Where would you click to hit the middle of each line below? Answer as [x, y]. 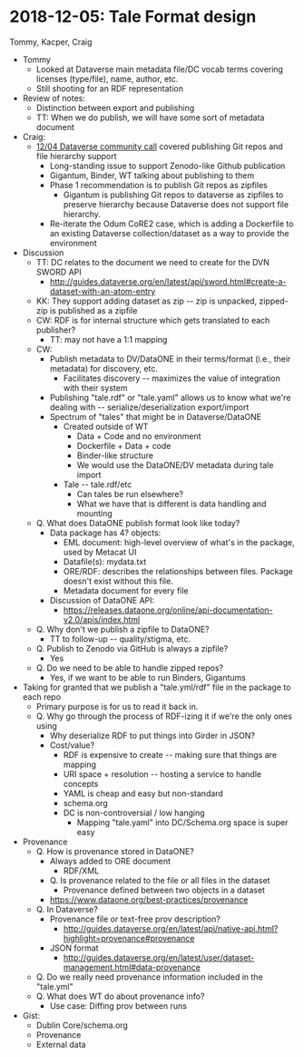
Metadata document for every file [126, 590]
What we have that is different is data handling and [172, 504]
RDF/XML [81, 871]
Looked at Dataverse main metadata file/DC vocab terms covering [160, 69]
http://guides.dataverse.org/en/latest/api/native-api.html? [171, 928]
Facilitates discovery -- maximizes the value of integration [172, 378]
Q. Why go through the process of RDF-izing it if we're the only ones [164, 716]
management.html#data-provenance [132, 967]
